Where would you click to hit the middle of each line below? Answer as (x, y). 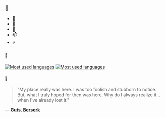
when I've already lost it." (43, 100)
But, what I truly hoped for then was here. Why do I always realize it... (89, 95)
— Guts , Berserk (23, 110)
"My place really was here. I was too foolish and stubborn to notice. (87, 89)
